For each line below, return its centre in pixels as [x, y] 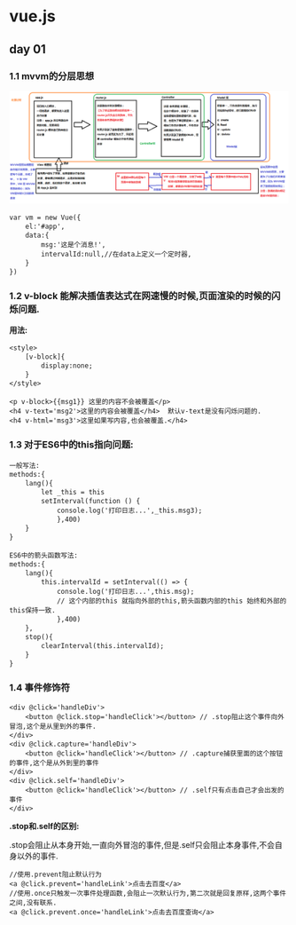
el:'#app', [45, 227]
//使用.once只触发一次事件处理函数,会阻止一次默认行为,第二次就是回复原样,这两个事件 [148, 894]
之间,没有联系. [33, 903]
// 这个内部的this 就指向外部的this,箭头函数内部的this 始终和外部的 [171, 601]
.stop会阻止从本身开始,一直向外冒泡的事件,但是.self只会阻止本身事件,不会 [142, 845]
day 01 [27, 49]
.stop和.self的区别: [44, 826]
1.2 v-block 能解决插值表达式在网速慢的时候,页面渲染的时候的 [140, 296]
